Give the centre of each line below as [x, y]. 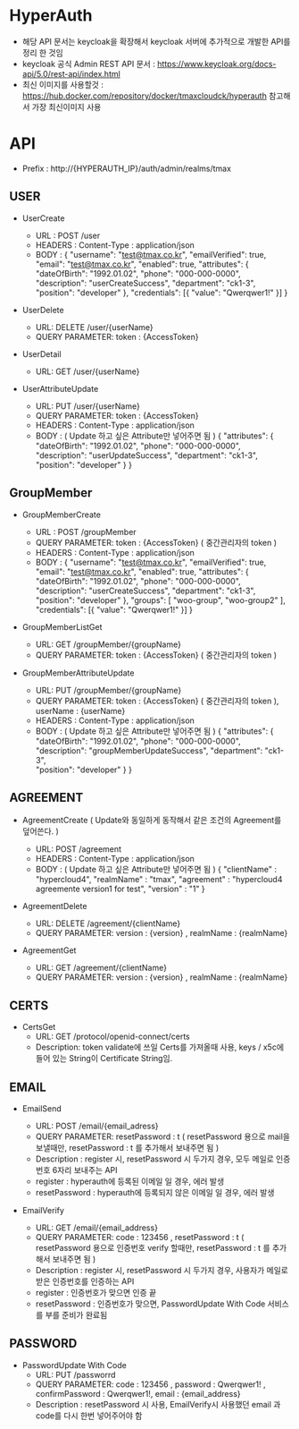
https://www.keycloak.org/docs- [217, 64]
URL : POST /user [68, 235]
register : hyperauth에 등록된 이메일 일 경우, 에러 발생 [130, 1181]
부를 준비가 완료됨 [76, 1314]
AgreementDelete [54, 906]
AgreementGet [49, 950]
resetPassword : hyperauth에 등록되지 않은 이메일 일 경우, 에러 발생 [155, 1192]
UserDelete [43, 310]
